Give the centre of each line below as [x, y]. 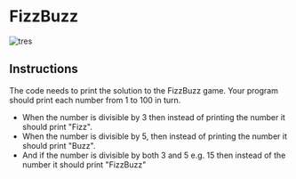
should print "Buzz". [59, 145]
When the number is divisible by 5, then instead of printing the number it [154, 136]
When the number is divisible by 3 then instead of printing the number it [154, 117]
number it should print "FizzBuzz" [84, 164]
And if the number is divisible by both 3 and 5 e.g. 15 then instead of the [154, 155]
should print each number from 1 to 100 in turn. [95, 100]
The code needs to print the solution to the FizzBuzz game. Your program [144, 90]
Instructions [44, 69]
